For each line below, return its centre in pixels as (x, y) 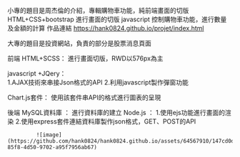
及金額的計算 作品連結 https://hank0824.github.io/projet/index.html (106, 28)
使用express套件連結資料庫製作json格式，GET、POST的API (109, 121)
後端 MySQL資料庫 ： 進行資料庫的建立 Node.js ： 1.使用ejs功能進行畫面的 (116, 113)
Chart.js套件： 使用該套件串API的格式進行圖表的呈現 (84, 97)
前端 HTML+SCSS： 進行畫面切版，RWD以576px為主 (85, 58)
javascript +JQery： (37, 74)
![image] (49, 135)
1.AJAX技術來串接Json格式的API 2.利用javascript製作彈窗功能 (98, 82)
